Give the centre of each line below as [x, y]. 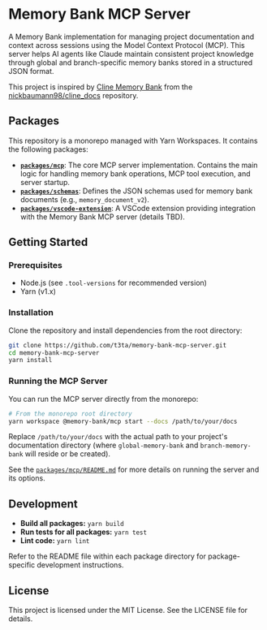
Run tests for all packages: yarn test [84, 532]
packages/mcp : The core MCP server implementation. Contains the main [139, 165]
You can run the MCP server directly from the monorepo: [103, 399]
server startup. [45, 182]
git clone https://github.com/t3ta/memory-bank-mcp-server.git [118, 345]
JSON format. [31, 71]
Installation [31, 313]
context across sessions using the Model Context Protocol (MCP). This [127, 45]
